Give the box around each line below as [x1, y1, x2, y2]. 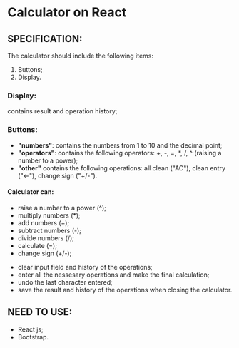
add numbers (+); [17, 218, 70, 227]
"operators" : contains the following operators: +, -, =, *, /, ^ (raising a [17, 148, 222, 157]
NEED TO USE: [7, 306, 73, 318]
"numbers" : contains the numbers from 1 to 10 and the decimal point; [17, 140, 223, 150]
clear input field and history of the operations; [17, 262, 153, 271]
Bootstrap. [17, 332, 49, 341]
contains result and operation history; [7, 107, 118, 116]
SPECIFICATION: [7, 33, 83, 45]
